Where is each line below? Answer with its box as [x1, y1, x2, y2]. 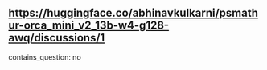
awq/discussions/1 [8, 31, 105, 45]
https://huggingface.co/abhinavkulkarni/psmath [8, 6, 259, 20]
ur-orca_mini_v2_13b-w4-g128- [8, 19, 170, 33]
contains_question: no [8, 52, 82, 62]
